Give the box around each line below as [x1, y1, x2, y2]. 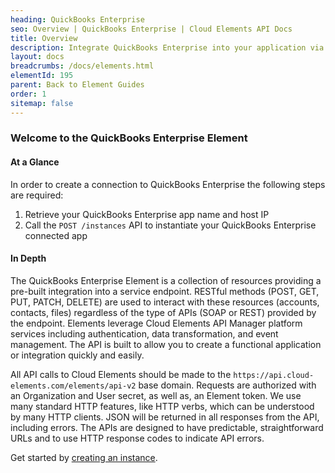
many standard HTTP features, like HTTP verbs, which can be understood [10, 400, 315, 412]
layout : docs [10, 52, 65, 62]
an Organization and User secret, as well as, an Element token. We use [10, 389, 302, 401]
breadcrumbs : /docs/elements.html [10, 61, 155, 71]
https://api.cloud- [233, 370, 315, 380]
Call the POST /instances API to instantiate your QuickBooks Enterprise [24, 219, 317, 231]
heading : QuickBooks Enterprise [10, 14, 145, 25]
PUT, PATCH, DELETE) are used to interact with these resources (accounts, [10, 296, 320, 308]
